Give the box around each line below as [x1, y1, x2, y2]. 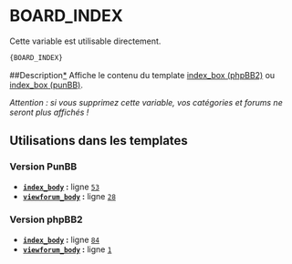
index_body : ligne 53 [22, 181, 100, 192]
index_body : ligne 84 [22, 234, 100, 245]
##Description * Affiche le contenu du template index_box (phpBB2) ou [9, 69, 276, 80]
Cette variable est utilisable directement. [9, 36, 162, 46]
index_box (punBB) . [9, 79, 84, 90]
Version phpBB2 [9, 213, 84, 226]
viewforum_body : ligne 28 [22, 190, 117, 201]
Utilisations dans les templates [9, 133, 189, 148]
